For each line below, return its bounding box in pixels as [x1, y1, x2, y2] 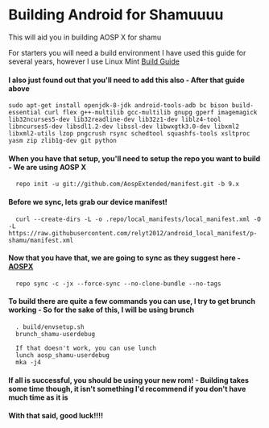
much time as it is [8, 393, 68, 402]
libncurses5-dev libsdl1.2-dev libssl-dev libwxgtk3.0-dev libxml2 [8, 123, 240, 131]
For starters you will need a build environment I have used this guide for [8, 48, 246, 57]
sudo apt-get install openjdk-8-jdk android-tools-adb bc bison [8, 102, 229, 110]
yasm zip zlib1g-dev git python [8, 137, 117, 145]
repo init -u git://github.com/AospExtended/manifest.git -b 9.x [15, 180, 240, 189]
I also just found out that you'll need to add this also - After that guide [8, 75, 245, 85]
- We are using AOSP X [8, 162, 87, 172]
